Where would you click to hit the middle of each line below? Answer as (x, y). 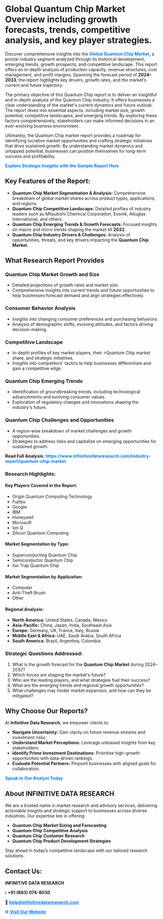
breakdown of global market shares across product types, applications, (84, 198)
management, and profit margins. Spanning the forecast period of (71, 75)
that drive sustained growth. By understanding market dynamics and (74, 146)
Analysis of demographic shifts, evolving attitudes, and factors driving (82, 324)
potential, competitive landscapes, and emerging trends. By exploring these (81, 115)
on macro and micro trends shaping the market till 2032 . (69, 230)
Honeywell (23, 517)
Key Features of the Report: (48, 181)
